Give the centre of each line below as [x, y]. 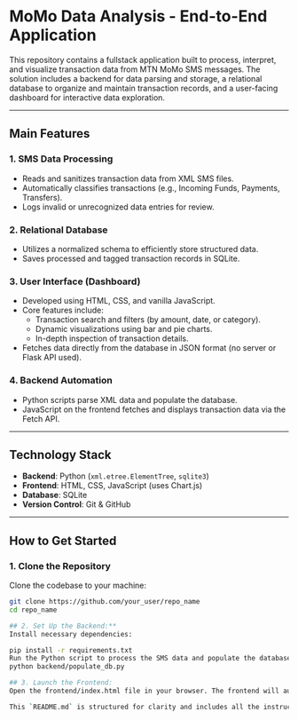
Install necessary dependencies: [71, 634]
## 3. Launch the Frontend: [61, 683]
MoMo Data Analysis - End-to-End [138, 16]
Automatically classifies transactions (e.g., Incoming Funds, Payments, [151, 187]
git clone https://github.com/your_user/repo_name [105, 602]
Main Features [50, 134]
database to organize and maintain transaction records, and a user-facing [144, 88]
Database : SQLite [55, 495]
